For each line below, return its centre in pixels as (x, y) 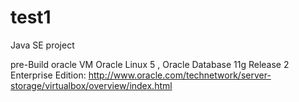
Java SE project (42, 45)
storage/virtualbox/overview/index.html (91, 85)
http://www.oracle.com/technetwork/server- (180, 75)
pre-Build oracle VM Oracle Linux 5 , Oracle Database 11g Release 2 (150, 64)
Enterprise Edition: (48, 75)
